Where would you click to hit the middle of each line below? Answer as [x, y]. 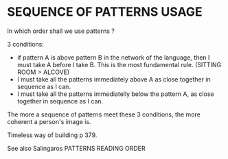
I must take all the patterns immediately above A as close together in [114, 79]
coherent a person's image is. [49, 121]
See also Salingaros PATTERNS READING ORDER [76, 148]
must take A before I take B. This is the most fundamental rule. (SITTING [119, 64]
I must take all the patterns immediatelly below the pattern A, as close [115, 94]
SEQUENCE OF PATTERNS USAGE [105, 12]
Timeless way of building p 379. [52, 135]
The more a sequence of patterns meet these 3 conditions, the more [104, 114]
